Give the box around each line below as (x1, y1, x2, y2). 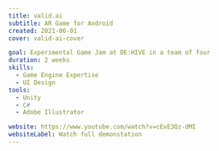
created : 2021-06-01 (8, 27, 78, 35)
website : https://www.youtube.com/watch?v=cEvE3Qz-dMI (8, 123, 196, 131)
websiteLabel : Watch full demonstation (8, 130, 143, 139)
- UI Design (15, 78, 56, 87)
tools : (8, 86, 31, 94)
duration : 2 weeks (8, 56, 70, 64)
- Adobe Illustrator (15, 108, 85, 116)
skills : (8, 63, 35, 72)
